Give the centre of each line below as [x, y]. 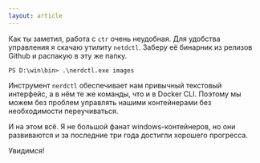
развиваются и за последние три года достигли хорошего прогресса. [128, 135]
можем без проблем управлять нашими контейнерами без [110, 102]
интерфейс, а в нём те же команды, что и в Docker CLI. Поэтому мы [125, 94]
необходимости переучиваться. [63, 111]
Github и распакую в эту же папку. [68, 55]
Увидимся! [26, 150]
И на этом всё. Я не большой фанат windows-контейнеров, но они [122, 126]
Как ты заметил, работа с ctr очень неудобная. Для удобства [114, 39]
